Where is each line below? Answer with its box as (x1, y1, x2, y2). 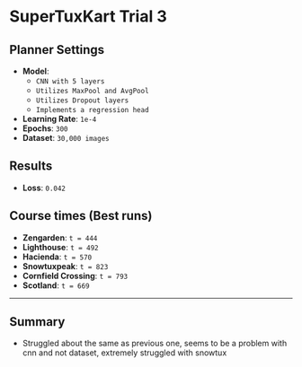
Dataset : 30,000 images (22, 133, 110, 143)
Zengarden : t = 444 (22, 232, 98, 243)
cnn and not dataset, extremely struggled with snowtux (22, 347, 227, 358)
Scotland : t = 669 (22, 280, 90, 291)
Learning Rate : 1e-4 (22, 114, 97, 124)
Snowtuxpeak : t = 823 (22, 260, 109, 271)
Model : (22, 66, 49, 76)
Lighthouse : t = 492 (22, 241, 99, 252)
